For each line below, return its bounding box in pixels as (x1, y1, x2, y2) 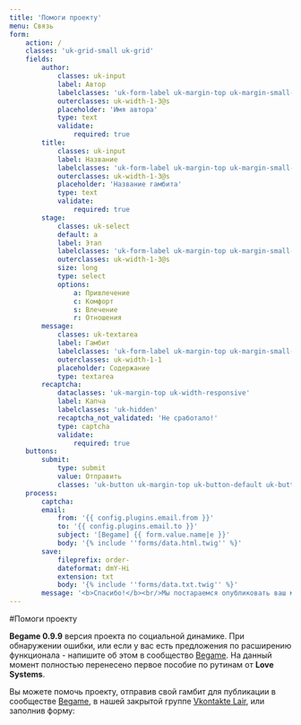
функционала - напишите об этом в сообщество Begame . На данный (9, 650, 272, 660)
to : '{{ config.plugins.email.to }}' (56, 522, 199, 531)
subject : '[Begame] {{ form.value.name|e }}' (56, 530, 230, 539)
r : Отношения (73, 313, 123, 323)
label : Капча (56, 397, 106, 406)
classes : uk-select (56, 222, 130, 231)
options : (56, 280, 90, 289)
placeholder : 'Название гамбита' (56, 180, 182, 189)
